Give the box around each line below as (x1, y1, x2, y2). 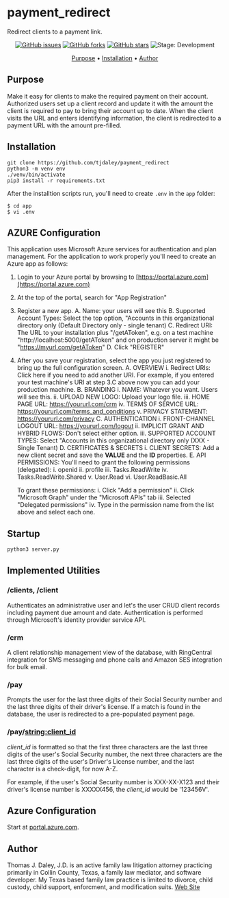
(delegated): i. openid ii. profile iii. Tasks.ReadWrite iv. (16, 466, 169, 474)
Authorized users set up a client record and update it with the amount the (7, 99, 213, 108)
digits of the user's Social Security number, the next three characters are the (7, 750, 223, 758)
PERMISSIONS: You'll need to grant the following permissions (16, 458, 190, 466)
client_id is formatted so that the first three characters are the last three (7, 743, 208, 751)
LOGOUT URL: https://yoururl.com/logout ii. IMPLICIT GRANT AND (16, 422, 205, 430)
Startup (7, 527, 40, 539)
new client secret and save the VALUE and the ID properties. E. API (16, 451, 206, 460)
